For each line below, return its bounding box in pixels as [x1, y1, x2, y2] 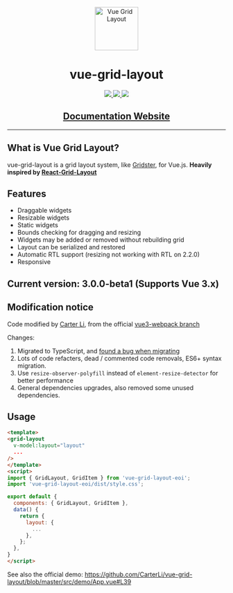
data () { [13, 506, 39, 513]
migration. [17, 361, 46, 370]
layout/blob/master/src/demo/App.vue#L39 [7, 577, 132, 585]
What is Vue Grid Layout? [7, 142, 120, 154]
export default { [7, 493, 58, 500]
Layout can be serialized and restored [17, 243, 126, 251]
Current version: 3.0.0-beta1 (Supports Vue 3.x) [7, 278, 220, 290]
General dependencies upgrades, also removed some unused [17, 383, 194, 391]
